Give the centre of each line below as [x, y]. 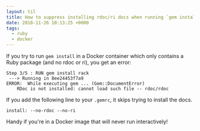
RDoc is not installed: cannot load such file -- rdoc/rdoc [93, 89]
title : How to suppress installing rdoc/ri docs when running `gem [92, 17]
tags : [13, 28]
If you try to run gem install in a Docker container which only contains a [95, 56]
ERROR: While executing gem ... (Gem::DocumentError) [76, 84]
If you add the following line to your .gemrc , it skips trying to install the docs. [99, 100]
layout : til [21, 12]
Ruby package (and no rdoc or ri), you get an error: [69, 62]
